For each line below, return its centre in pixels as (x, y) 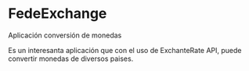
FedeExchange (58, 14)
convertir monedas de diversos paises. (71, 59)
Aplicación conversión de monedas (65, 35)
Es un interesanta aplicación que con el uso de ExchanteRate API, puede (125, 50)
